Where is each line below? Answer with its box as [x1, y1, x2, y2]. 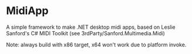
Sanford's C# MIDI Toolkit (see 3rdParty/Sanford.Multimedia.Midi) [6, 29, 166, 36]
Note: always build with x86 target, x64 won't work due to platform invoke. [6, 41, 187, 48]
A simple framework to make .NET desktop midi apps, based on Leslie [6, 23, 176, 31]
